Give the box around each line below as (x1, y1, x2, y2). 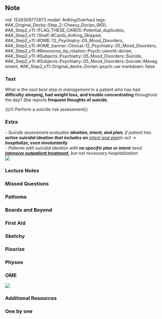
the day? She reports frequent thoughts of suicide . (5, 97, 108, 103)
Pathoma (5, 193, 27, 200)
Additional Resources (5, 295, 57, 301)
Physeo (5, 259, 23, 265)
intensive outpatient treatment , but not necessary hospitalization (5, 150, 138, 156)
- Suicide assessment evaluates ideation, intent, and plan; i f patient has (5, 130, 152, 135)
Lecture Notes (5, 168, 39, 174)
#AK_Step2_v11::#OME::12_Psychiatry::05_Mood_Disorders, (5, 38, 124, 43)
